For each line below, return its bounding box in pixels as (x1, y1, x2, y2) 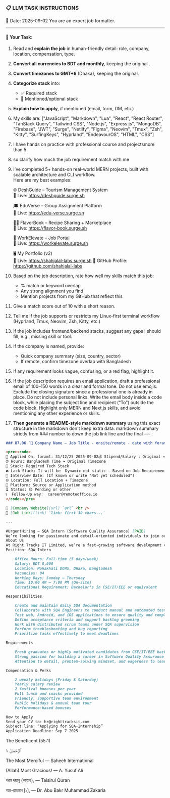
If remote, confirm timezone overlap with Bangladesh (20, 358, 131, 364)
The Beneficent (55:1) (6, 738, 51, 744)
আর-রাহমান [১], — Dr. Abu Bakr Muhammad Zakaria (6, 787, 106, 793)
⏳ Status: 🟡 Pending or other (6, 487, 71, 492)
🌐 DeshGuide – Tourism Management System (13, 187, 108, 193)
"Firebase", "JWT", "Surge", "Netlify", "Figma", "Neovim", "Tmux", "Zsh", (13, 126, 163, 132)
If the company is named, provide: (13, 343, 85, 349)
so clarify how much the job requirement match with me (13, 156, 130, 162)
